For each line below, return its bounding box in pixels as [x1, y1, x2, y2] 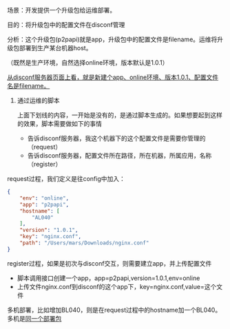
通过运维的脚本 [17, 96, 60, 105]
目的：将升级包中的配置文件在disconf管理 [7, 21, 125, 29]
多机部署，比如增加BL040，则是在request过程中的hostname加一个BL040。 [7, 306, 222, 314]
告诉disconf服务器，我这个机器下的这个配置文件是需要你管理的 [27, 134, 206, 142]
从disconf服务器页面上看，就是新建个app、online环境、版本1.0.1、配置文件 [7, 73, 219, 81]
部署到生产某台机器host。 [19, 44, 92, 52]
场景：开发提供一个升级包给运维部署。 [7, 6, 116, 14]
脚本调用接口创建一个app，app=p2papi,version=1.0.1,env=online [17, 274, 200, 282]
